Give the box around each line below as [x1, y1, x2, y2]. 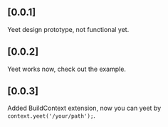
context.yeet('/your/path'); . [7, 111, 96, 120]
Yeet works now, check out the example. [7, 65, 127, 73]
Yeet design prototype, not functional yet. [7, 25, 130, 33]
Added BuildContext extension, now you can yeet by [7, 104, 162, 113]
